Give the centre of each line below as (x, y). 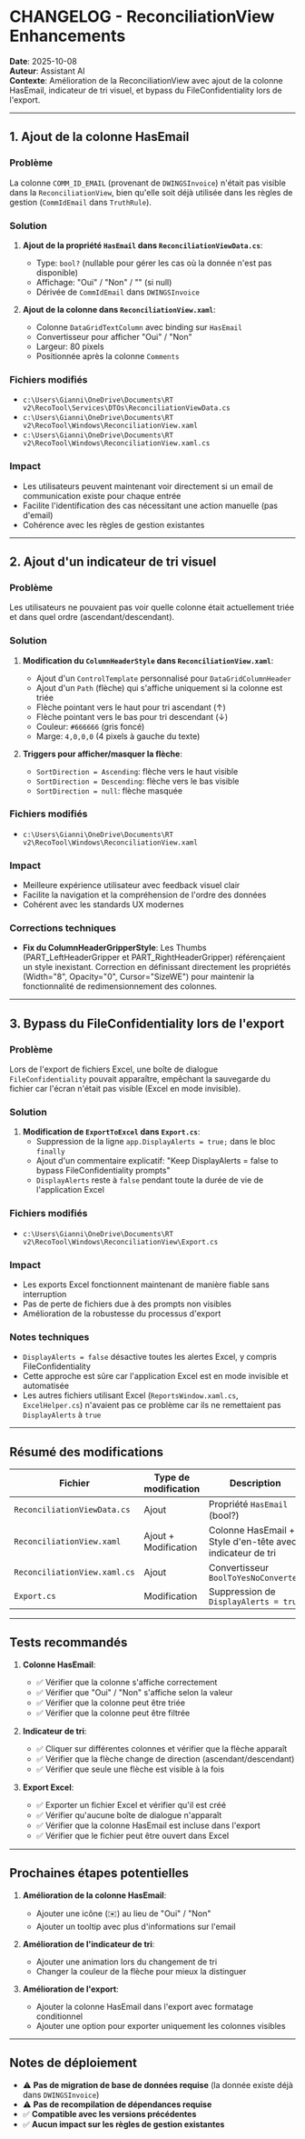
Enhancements (68, 36)
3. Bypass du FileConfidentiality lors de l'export (147, 1023)
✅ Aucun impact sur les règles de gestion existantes (123, 2124)
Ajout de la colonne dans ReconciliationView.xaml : (119, 309)
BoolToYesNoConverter (255, 1578)
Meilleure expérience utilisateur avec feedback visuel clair (131, 885)
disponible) (57, 272)
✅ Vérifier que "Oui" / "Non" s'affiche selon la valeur (134, 1692)
